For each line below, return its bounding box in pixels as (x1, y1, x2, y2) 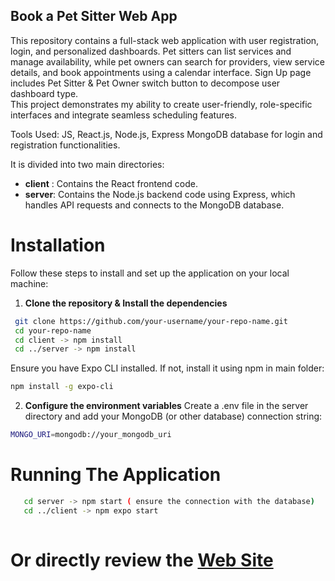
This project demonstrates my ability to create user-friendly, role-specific (10, 98, 313, 110)
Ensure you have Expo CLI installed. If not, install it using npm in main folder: (10, 362, 325, 374)
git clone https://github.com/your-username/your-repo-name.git (14, 316, 288, 326)
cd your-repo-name (14, 325, 92, 336)
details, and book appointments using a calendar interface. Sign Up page (10, 66, 312, 78)
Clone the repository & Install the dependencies (24, 297, 228, 309)
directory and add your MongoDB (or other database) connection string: (24, 410, 323, 423)
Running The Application (10, 464, 222, 486)
